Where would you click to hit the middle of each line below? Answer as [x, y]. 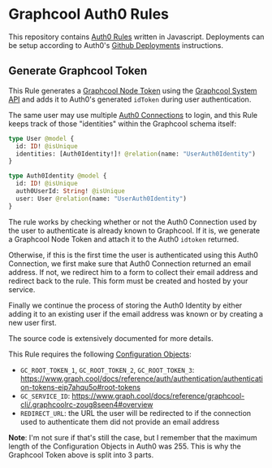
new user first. [32, 322]
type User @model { [41, 138]
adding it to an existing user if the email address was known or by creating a [136, 313]
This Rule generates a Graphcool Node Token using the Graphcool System [133, 90]
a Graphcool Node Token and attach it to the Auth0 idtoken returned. [124, 239]
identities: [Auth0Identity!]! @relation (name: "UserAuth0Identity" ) [136, 154]
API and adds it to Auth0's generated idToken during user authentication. [130, 99]
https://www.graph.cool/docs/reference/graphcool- [158, 396]
